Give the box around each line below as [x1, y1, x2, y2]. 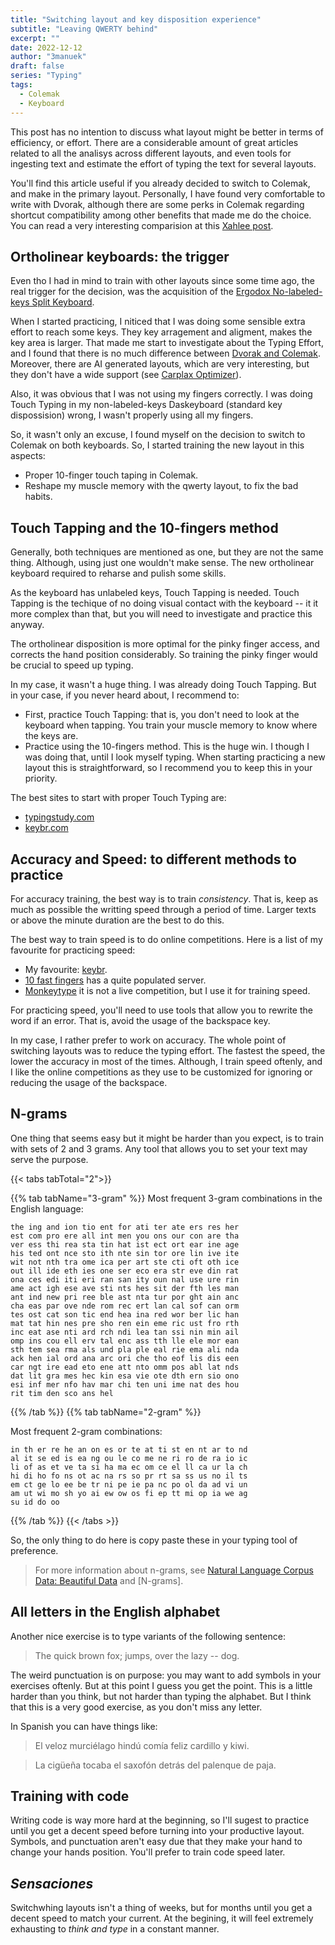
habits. [24, 491, 53, 503]
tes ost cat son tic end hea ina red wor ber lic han [10, 1309, 240, 1320]
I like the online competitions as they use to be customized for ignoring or [10, 1066, 313, 1078]
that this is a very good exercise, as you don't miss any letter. [10, 1701, 263, 1713]
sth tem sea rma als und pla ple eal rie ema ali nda [10, 1344, 240, 1355]
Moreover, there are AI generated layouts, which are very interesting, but [10, 358, 310, 370]
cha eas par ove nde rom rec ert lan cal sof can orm [10, 1301, 240, 1311]
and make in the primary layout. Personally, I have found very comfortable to [10, 187, 326, 200]
